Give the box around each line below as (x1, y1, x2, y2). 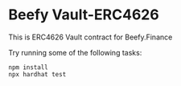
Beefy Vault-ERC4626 (8, 6, 159, 24)
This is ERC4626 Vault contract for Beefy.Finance (8, 32, 173, 42)
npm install (8, 63, 48, 72)
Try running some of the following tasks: (8, 47, 142, 57)
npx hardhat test (8, 70, 67, 78)
